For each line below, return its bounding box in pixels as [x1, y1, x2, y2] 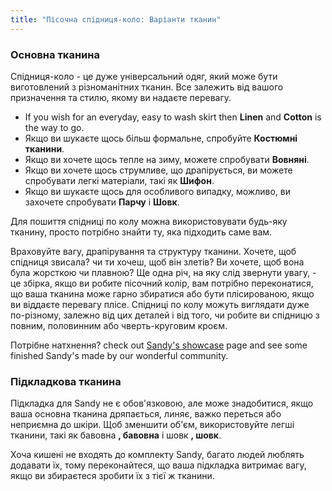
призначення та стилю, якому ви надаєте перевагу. [10, 91, 232, 103]
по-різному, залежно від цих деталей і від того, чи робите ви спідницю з [10, 309, 320, 321]
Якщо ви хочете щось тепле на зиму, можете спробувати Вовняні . [24, 153, 310, 165]
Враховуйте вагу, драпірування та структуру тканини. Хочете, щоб [10, 245, 297, 257]
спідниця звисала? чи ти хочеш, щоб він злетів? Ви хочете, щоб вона [10, 256, 305, 268]
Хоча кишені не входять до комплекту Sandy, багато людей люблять [10, 449, 305, 461]
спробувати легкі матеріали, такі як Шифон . [24, 174, 215, 186]
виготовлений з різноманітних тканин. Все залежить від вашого [10, 81, 284, 93]
